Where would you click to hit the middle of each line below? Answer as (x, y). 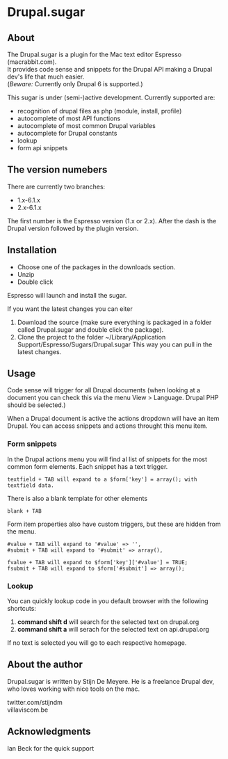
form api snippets (42, 148)
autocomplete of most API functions (69, 118)
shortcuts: (22, 609)
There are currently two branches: (56, 186)
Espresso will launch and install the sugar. (67, 295)
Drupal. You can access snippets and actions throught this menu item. (107, 426)
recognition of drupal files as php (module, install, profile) (99, 111)
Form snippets (32, 444)
